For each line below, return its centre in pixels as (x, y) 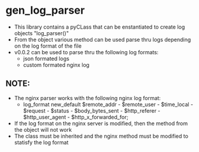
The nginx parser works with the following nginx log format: (88, 98)
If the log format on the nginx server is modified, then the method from (101, 123)
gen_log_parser (45, 10)
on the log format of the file (48, 46)
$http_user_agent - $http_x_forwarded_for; (76, 117)
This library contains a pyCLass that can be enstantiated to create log (99, 27)
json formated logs (46, 58)
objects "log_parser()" (41, 33)
